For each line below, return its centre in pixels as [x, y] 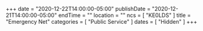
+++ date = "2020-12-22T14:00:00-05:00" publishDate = [78, 9]
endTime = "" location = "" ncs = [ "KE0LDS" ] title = [125, 15]
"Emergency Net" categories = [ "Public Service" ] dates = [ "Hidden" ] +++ [101, 22]
